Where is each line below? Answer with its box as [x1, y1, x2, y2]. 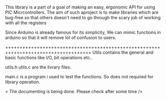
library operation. [5, 79, 41, 85]
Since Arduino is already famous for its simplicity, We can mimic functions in [5, 30, 161, 35]
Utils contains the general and [92, 49, 154, 55]
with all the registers [5, 20, 47, 26]
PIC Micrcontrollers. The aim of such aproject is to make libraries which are [5, 9, 159, 15]
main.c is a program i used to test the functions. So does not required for [5, 74, 154, 79]
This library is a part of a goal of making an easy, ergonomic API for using [5, 4, 155, 10]
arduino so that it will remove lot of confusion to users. [5, 34, 116, 40]
